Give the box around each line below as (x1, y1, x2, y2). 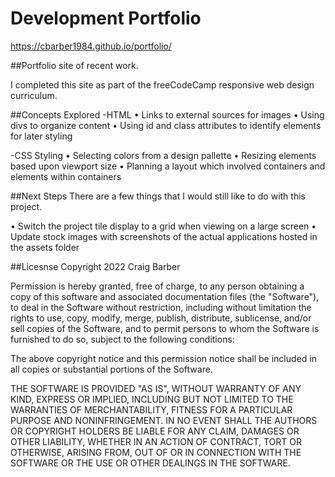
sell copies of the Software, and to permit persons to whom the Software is (10, 322, 320, 334)
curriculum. (10, 89, 58, 101)
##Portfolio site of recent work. (10, 59, 139, 71)
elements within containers (10, 170, 122, 182)
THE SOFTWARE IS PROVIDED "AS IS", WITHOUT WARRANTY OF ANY (10, 382, 302, 394)
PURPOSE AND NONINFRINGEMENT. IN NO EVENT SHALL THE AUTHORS (10, 414, 318, 426)
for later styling (10, 130, 73, 142)
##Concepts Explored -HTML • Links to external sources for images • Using (10, 108, 325, 121)
